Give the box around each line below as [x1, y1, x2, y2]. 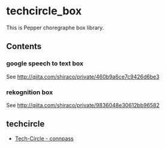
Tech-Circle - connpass [14, 135, 74, 142]
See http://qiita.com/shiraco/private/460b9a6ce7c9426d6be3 [6, 73, 160, 80]
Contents [6, 41, 42, 52]
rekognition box [6, 88, 53, 96]
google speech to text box [6, 59, 84, 68]
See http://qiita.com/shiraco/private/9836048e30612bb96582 [6, 101, 160, 108]
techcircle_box [6, 4, 82, 18]
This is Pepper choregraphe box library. [6, 24, 104, 31]
